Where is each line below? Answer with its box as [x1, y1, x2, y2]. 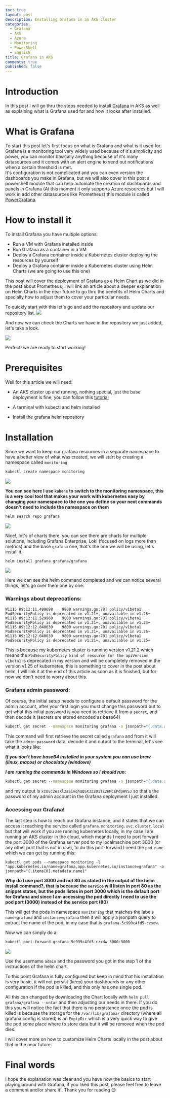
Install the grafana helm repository [12, 414, 84, 420]
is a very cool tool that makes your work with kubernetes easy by [5, 493, 145, 499]
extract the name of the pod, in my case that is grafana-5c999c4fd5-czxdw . [5, 920, 159, 926]
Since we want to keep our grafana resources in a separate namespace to [5, 448, 159, 454]
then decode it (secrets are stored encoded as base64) [5, 714, 120, 720]
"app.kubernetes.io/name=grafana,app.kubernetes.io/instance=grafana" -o [5, 864, 164, 870]
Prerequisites [5, 362, 63, 374]
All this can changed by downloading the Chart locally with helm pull [5, 993, 149, 1000]
